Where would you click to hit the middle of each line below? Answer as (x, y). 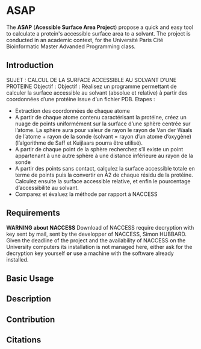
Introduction (30, 65)
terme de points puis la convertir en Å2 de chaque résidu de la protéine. (104, 175)
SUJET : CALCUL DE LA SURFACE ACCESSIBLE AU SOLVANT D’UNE (91, 80)
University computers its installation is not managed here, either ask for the (99, 247)
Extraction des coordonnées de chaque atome (73, 111)
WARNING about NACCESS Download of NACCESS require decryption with (100, 227)
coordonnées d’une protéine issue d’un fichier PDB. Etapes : (81, 99)
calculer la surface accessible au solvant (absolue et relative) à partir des (97, 93)
